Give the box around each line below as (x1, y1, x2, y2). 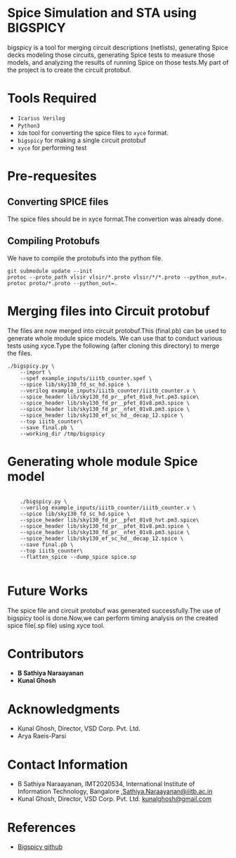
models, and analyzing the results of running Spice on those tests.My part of (7, 58, 229, 66)
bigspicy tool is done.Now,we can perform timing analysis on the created (7, 614, 218, 622)
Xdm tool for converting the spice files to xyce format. (17, 128, 169, 137)
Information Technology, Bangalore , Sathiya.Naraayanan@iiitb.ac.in (17, 787, 213, 796)
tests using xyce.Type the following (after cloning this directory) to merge (7, 341, 220, 350)
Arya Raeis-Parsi (17, 732, 67, 740)
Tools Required (7, 90, 97, 106)
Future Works (7, 583, 88, 599)
